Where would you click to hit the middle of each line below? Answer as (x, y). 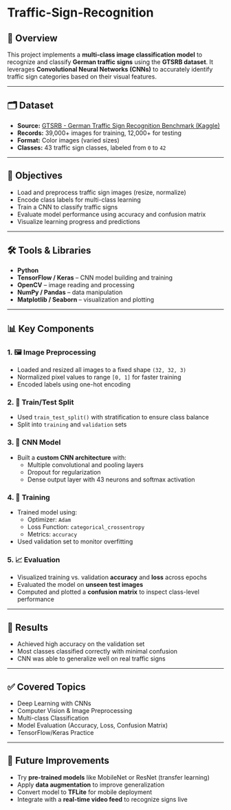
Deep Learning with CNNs (54, 703)
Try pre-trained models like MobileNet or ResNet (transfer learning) (113, 777)
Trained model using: (47, 512)
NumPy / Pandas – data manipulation (70, 292)
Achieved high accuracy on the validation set (81, 644)
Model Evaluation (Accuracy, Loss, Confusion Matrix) (92, 725)
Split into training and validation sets (72, 424)
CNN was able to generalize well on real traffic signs (91, 658)
